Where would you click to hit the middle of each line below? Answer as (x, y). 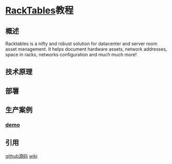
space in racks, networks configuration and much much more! (71, 55)
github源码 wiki (21, 156)
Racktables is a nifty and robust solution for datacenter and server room (81, 44)
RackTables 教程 (40, 11)
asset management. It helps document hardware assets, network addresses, (86, 49)
